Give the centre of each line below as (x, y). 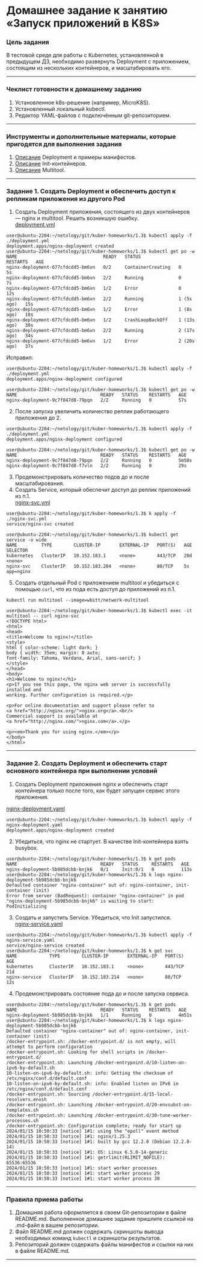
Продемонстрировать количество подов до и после (82, 477)
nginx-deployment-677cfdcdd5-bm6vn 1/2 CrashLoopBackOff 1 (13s (101, 320)
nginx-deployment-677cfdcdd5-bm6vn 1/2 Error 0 (94, 289)
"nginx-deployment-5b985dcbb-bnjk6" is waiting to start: (80, 901)
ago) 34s (20, 336)
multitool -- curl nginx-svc (43, 616)
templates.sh (23, 1110)
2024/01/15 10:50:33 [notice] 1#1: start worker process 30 (83, 1179)
